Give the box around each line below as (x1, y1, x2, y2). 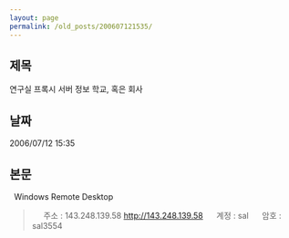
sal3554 (31, 220, 63, 231)
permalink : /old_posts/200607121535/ (9, 22, 153, 31)
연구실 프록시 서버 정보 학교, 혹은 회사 (9, 84, 143, 95)
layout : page (9, 13, 59, 23)
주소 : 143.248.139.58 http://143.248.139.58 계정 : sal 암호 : (43, 210, 282, 221)
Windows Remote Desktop (13, 191, 114, 202)
